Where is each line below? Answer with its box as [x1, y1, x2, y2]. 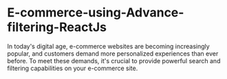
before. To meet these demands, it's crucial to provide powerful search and [7, 56, 221, 65]
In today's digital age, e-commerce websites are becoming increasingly [7, 42, 210, 50]
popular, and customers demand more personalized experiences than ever [7, 49, 219, 58]
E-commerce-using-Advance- [7, 5, 184, 21]
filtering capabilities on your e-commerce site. [7, 64, 138, 72]
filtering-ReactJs [7, 19, 107, 35]
